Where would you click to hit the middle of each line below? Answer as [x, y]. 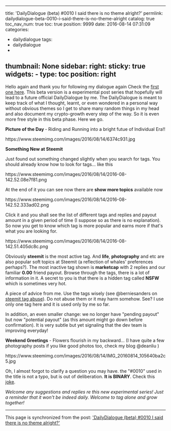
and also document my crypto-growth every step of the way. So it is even [82, 114]
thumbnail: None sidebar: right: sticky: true [76, 66]
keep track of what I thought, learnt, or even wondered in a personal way [82, 103]
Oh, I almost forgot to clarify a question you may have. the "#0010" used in [83, 371]
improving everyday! [27, 330]
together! [15, 402]
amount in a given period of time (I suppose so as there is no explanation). [83, 220]
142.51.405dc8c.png [27, 246]
